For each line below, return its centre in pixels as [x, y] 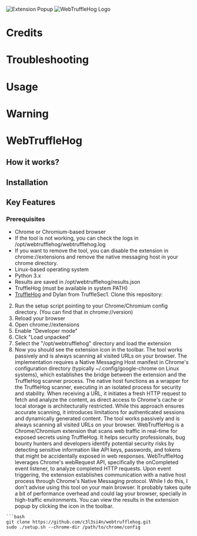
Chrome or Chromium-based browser [60, 232]
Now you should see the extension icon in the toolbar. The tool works [98, 350]
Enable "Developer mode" [46, 331]
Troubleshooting [48, 60]
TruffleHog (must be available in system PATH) [71, 288]
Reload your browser [40, 319]
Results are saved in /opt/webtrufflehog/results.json [77, 282]
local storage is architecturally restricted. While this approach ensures [99, 406]
